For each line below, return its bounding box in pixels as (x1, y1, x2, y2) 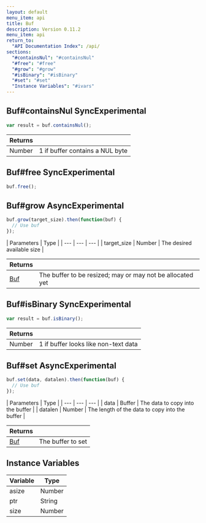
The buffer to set (39, 437, 88, 446)
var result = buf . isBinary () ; (6, 316, 84, 322)
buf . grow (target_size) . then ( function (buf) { (6, 217, 122, 223)
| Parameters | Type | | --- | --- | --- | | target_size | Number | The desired (6, 239, 192, 246)
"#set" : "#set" (12, 77, 51, 83)
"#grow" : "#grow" (12, 66, 56, 72)
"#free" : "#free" (12, 60, 56, 66)
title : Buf (6, 20, 34, 26)
